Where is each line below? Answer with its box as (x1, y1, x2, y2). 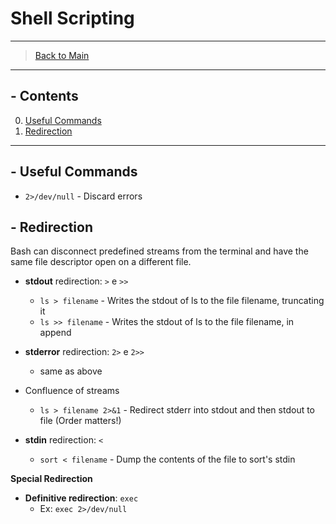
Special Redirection (10, 473, 93, 485)
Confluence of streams (24, 385, 120, 397)
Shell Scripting (10, 7, 135, 30)
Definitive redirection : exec (24, 492, 139, 504)
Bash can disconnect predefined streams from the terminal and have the (10, 245, 309, 257)
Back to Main (34, 49, 90, 61)
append (39, 327, 72, 339)
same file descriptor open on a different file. (10, 256, 192, 268)
